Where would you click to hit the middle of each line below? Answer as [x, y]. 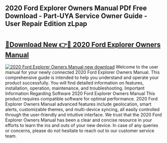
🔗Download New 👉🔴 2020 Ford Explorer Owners [83, 44]
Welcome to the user [137, 67]
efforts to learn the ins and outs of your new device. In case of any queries [82, 125]
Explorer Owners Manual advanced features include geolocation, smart [78, 104]
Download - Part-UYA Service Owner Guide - [76, 16]
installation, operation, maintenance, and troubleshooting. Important [75, 88]
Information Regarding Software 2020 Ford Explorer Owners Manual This [80, 93]
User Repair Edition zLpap [46, 24]
